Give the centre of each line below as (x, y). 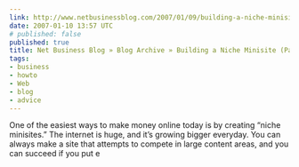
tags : (19, 59)
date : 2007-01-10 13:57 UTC (61, 26)
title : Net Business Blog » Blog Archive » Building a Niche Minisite (143, 51)
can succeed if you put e (55, 154)
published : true (39, 42)
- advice (25, 100)
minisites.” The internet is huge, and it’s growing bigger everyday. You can (145, 135)
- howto (24, 76)
